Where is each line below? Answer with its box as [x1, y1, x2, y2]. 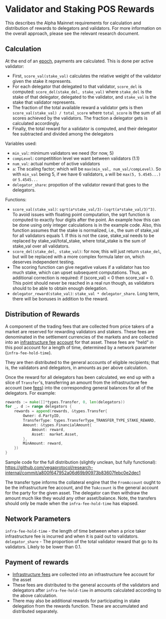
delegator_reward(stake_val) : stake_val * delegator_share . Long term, [12, 290, 160, 296]
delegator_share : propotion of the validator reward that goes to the [12, 182, 149, 187]
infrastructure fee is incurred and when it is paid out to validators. [5, 533, 139, 539]
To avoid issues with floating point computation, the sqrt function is [12, 211, 150, 217]
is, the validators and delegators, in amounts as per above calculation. [5, 365, 148, 371]
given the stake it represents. [12, 78, 72, 84]
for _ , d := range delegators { [5, 404, 72, 409]
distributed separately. [12, 608, 58, 614]
